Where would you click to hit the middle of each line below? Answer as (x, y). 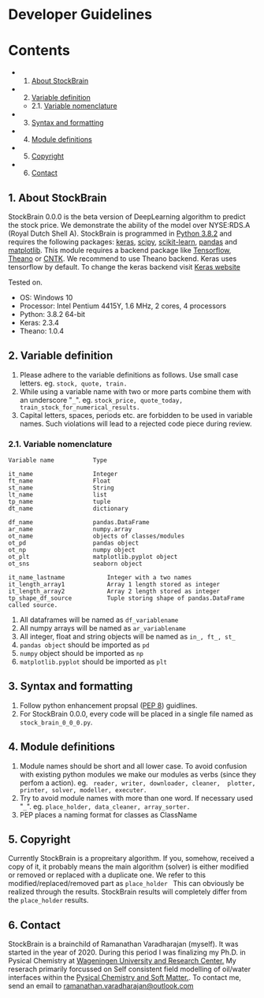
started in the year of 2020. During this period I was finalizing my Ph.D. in (127, 952)
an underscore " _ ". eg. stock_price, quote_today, (101, 400)
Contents (39, 51)
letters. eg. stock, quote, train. (73, 383)
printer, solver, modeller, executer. (83, 790)
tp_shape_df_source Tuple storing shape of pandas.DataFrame (126, 598)
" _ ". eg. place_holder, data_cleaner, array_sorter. (105, 806)
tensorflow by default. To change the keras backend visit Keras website (124, 266)
